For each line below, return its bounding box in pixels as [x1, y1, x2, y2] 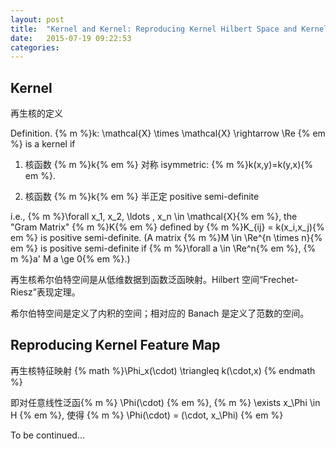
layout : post [10, 14, 65, 25]
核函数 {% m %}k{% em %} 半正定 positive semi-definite [24, 191, 260, 203]
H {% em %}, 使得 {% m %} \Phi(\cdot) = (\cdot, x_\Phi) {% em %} [10, 409, 284, 421]
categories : [10, 42, 60, 53]
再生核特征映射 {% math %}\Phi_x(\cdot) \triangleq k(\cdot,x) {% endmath [10, 364, 316, 376]
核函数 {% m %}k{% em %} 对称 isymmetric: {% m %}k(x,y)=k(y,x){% [24, 159, 314, 171]
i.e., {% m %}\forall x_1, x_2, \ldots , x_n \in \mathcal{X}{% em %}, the [10, 211, 298, 223]
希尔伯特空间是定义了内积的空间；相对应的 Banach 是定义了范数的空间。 [10, 307, 310, 320]
